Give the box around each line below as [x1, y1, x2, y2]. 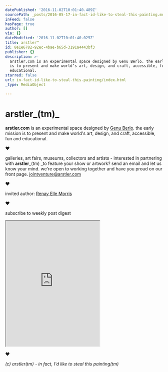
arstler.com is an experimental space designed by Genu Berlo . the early [5, 125, 154, 131]
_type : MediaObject [5, 82, 46, 87]
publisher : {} [5, 49, 35, 54]
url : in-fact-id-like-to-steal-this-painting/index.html [5, 77, 126, 82]
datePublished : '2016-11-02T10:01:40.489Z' [5, 7, 97, 13]
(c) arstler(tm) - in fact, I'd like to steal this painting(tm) [5, 360, 119, 367]
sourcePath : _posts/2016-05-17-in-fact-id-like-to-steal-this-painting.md [5, 12, 164, 17]
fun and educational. [5, 135, 48, 141]
